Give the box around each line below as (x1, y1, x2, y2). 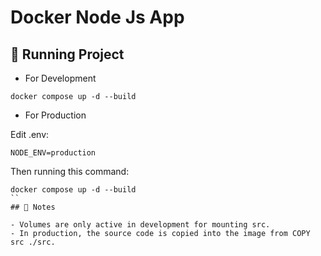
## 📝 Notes (10, 202, 56, 212)
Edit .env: (10, 129, 50, 140)
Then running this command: (10, 166, 130, 177)
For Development (24, 72, 97, 84)
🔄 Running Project (10, 46, 125, 63)
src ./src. (10, 237, 56, 247)
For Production (24, 109, 87, 121)
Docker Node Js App (10, 6, 185, 29)
